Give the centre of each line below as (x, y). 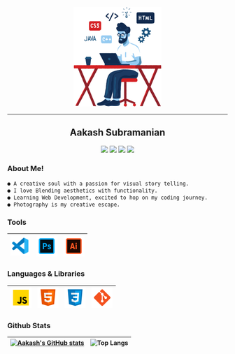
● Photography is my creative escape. (64, 205)
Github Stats (29, 325)
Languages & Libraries (46, 274)
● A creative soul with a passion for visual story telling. (98, 184)
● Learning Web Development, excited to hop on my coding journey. (108, 198)
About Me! (26, 168)
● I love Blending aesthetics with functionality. (83, 191)
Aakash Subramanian (117, 133)
